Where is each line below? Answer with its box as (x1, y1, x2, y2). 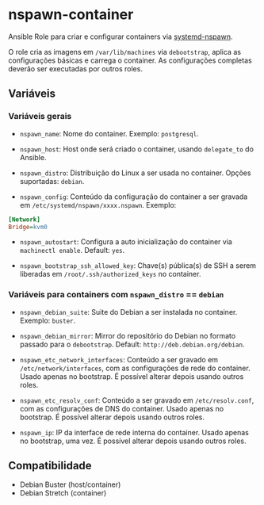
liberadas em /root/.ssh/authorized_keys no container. (19, 270, 201, 279)
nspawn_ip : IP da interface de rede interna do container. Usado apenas (19, 427, 250, 437)
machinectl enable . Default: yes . (19, 246, 125, 255)
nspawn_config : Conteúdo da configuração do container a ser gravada (19, 192, 248, 201)
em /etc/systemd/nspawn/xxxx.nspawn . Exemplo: (19, 200, 177, 209)
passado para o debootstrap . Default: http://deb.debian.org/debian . (19, 339, 245, 349)
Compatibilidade (8, 459, 93, 472)
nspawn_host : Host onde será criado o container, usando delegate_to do (19, 144, 254, 154)
